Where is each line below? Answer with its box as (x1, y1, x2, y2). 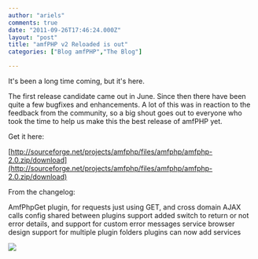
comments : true (8, 19, 58, 27)
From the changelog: (8, 188, 76, 196)
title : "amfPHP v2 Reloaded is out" (8, 41, 128, 49)
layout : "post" (8, 33, 58, 42)
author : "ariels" (8, 11, 65, 20)
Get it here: (8, 132, 45, 141)
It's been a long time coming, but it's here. (8, 76, 146, 86)
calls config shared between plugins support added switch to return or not (8, 211, 249, 220)
